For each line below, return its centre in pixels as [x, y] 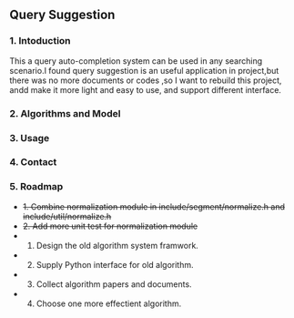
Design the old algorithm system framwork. [117, 245]
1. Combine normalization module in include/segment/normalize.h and [153, 206]
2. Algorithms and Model [65, 113]
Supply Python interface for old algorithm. [115, 264]
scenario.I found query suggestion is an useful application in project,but [144, 70]
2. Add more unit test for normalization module [110, 226]
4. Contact [33, 162]
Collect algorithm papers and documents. [114, 284]
